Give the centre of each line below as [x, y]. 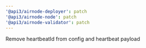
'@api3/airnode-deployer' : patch [46, 11]
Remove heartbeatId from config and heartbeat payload [73, 39]
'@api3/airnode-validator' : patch [48, 22]
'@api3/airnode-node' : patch [41, 17]
